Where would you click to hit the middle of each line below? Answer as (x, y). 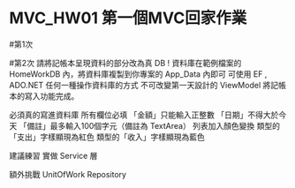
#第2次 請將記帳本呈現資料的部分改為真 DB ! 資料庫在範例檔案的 (125, 63)
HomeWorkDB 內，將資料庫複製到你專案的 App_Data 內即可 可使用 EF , (138, 74)
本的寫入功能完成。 (44, 96)
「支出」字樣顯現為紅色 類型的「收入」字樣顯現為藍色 (107, 137)
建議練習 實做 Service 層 (53, 155)
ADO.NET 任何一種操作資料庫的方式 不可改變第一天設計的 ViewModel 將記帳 (148, 85)
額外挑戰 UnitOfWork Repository (68, 174)
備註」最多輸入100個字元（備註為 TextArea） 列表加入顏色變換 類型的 (153, 125)
